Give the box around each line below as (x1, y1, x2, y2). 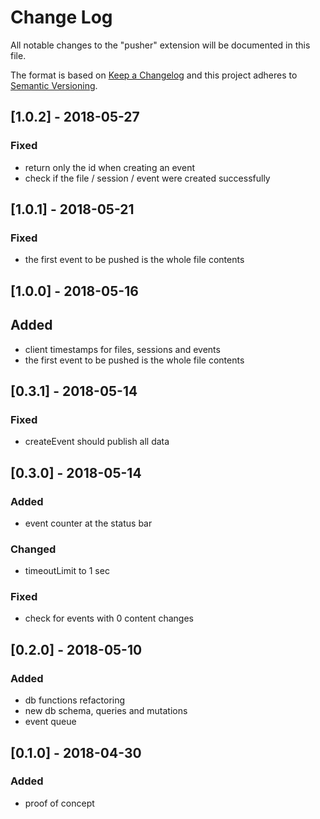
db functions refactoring (24, 694, 126, 706)
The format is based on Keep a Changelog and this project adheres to (10, 69, 298, 81)
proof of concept (24, 797, 95, 809)
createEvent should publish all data (24, 436, 170, 448)
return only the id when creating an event (24, 161, 195, 173)
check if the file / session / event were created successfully (24, 172, 271, 184)
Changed (10, 542, 57, 556)
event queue (24, 716, 77, 728)
